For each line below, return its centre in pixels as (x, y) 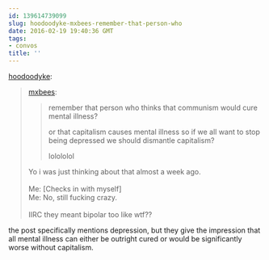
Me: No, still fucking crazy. (73, 197)
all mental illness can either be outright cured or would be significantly (125, 239)
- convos (23, 46)
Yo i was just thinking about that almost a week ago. (114, 172)
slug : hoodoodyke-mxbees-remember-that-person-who (95, 23)
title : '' (25, 53)
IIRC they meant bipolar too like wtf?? (90, 214)
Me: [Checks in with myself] (75, 189)
